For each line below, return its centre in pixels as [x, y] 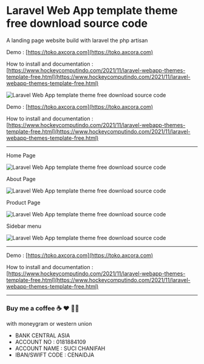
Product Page [23, 202]
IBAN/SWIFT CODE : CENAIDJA [55, 355]
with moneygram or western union [49, 324]
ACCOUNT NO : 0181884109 [50, 342]
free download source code [77, 23]
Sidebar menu [24, 226]
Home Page [21, 155]
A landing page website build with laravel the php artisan [77, 40]
